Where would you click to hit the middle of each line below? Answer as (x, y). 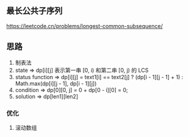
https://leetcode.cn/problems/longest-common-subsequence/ (85, 26)
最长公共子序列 (34, 11)
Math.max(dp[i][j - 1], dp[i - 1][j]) (56, 83)
